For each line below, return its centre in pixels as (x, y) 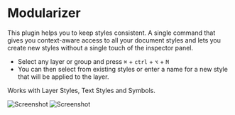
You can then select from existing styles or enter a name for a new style (123, 69)
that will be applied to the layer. (63, 77)
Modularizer (44, 13)
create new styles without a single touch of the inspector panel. (100, 48)
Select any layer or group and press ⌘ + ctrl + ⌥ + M (93, 61)
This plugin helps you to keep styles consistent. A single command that (111, 33)
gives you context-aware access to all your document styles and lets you (114, 40)
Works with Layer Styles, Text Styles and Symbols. (82, 90)
